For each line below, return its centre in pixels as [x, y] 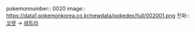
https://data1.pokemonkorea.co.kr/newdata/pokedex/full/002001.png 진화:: [98, 15]
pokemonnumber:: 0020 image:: [46, 9]
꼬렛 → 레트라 [22, 23]
